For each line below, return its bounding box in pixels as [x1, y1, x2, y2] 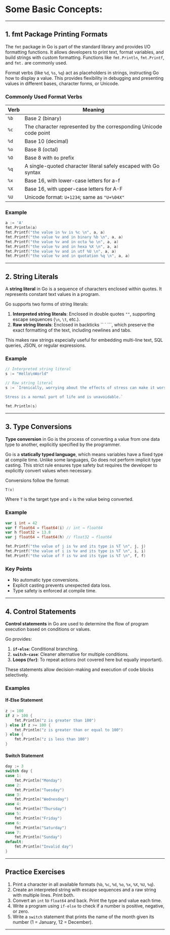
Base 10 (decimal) [24, 138, 69, 145]
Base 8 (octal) [24, 146, 58, 153]
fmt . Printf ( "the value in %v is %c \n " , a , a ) [5, 230, 105, 235]
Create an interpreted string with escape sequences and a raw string [12, 886, 156, 893]
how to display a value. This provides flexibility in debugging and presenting [5, 75, 164, 81]
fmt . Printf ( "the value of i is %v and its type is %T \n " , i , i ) [5, 549, 146, 554]
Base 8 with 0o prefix [24, 154, 74, 161]
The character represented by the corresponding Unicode [24, 123, 162, 130]
